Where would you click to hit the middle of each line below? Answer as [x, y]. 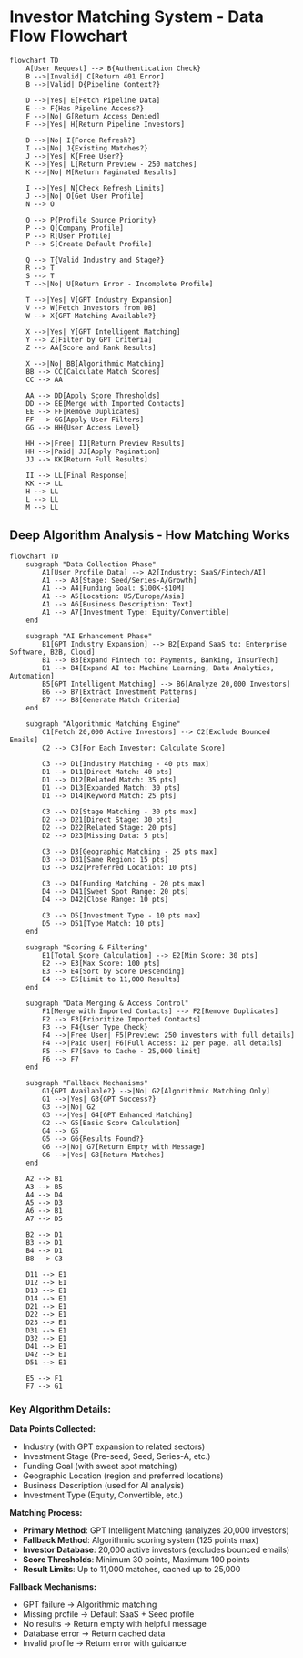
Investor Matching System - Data [136, 17]
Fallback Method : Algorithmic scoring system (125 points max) [141, 1540]
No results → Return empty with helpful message [115, 1624]
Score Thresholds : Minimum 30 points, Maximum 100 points [136, 1560]
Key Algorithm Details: [61, 1409]
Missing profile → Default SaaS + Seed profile [108, 1614]
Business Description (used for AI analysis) [103, 1486]
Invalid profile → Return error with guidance [104, 1643]
